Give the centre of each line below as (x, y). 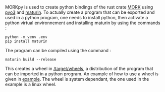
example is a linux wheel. (31, 84)
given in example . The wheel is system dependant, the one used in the (77, 79)
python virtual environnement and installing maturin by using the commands (83, 23)
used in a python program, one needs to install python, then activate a (77, 17)
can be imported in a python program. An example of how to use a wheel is (82, 74)
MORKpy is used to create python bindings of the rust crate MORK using (79, 7)
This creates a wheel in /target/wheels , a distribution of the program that (79, 69)
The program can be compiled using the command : (58, 50)
